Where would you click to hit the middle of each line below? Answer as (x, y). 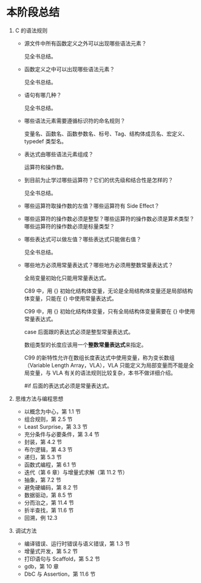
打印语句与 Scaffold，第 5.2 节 (62, 559)
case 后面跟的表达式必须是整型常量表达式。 (79, 332)
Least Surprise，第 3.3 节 (56, 426)
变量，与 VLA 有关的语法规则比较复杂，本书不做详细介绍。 (103, 373)
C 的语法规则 (31, 30)
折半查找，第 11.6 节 (49, 510)
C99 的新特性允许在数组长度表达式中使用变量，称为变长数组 (99, 357)
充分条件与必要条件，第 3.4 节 (62, 434)
